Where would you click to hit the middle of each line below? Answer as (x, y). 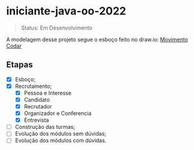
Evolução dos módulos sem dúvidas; (61, 134)
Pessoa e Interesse (48, 93)
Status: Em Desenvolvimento (57, 28)
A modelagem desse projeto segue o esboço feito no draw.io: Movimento (97, 39)
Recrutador (38, 106)
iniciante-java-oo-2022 (66, 11)
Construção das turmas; (45, 127)
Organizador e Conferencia (58, 113)
